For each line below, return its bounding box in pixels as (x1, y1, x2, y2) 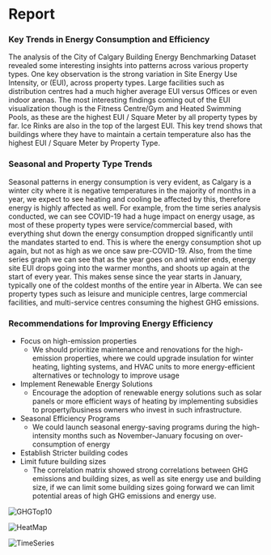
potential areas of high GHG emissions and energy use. (32, 491, 217, 501)
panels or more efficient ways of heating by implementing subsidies (32, 396, 259, 406)
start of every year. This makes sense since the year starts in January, (8, 271, 243, 281)
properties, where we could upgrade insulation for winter (64, 353, 254, 363)
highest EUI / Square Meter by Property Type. (8, 139, 160, 148)
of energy (78, 439, 111, 450)
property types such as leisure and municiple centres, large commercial (8, 288, 248, 298)
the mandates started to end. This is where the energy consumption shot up (8, 237, 261, 247)
